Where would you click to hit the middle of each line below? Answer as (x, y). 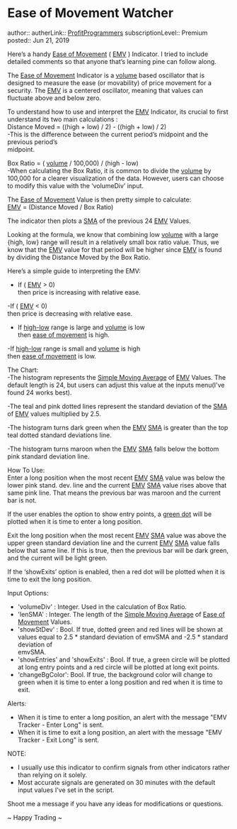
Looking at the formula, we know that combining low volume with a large (113, 234)
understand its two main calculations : (63, 119)
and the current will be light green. (58, 558)
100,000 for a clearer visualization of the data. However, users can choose (116, 178)
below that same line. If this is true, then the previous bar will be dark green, (118, 550)
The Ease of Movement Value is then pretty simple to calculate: (99, 199)
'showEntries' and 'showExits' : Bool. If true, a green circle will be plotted (124, 659)
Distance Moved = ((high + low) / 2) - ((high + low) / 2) (87, 126)
